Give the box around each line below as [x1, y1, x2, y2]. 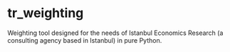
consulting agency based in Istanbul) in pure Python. [7, 36, 162, 44]
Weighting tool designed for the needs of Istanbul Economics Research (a [7, 28, 224, 37]
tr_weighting [7, 5, 84, 21]
